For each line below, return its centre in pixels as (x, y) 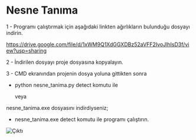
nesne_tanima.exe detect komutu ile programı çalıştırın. (82, 119)
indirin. (14, 32)
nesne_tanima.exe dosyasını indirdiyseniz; (57, 108)
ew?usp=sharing (27, 50)
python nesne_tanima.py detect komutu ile (66, 85)
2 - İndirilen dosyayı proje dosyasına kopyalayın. (65, 62)
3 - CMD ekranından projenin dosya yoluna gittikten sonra (76, 73)
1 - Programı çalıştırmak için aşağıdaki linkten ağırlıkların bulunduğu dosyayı (98, 27)
